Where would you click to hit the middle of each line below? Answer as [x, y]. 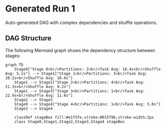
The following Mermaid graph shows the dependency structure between [80, 50]
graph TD [14, 65]
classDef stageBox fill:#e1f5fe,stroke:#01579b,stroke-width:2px [84, 117]
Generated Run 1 [40, 9]
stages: [13, 55]
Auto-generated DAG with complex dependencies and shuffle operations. [81, 22]
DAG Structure [28, 38]
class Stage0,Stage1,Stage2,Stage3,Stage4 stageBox [69, 121]
